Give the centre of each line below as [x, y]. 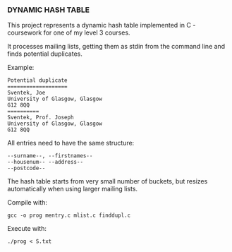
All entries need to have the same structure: [71, 143]
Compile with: [28, 203]
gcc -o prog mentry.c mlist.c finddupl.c [69, 216]
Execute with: [27, 229]
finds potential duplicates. [45, 54]
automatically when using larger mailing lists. [73, 189]
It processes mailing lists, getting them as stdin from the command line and [116, 47]
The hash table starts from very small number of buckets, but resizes [108, 181]
